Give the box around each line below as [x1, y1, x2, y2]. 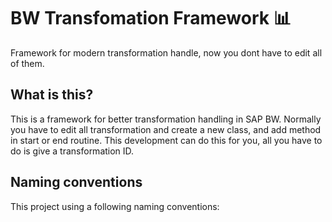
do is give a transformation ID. [10, 145, 135, 157]
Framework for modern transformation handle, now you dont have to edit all [10, 46, 323, 59]
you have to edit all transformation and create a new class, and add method [10, 123, 322, 135]
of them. [10, 57, 45, 69]
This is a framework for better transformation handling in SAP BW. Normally [10, 113, 322, 125]
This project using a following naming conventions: [10, 200, 220, 212]
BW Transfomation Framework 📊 [10, 7, 292, 30]
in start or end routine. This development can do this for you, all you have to [10, 134, 323, 146]
